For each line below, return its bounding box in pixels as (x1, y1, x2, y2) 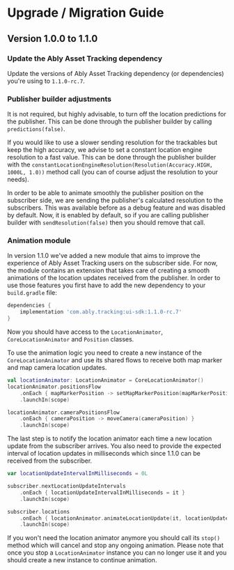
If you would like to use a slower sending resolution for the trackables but (7, 138, 218, 147)
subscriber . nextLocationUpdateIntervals (7, 483, 127, 490)
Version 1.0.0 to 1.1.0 (7, 33, 98, 45)
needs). (7, 176, 29, 184)
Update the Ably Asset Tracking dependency (7, 54, 162, 63)
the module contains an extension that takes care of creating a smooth (7, 266, 210, 275)
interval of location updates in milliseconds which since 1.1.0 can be (7, 449, 201, 458)
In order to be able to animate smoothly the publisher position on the (7, 189, 204, 197)
